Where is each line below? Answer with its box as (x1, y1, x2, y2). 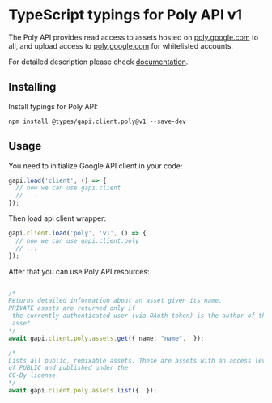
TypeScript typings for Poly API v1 (8, 6, 243, 24)
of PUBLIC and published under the (8, 364, 129, 372)
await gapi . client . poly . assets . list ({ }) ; (8, 387, 158, 395)
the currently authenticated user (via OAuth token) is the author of (11, 312, 255, 320)
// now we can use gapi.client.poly (15, 236, 139, 244)
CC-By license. (8, 371, 60, 380)
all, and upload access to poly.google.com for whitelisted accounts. (8, 40, 233, 50)
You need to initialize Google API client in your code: (8, 160, 183, 171)
